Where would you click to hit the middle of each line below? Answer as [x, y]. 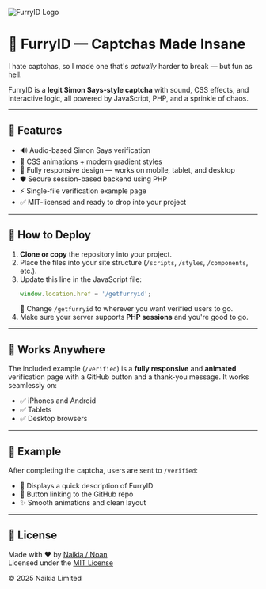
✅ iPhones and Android [58, 401]
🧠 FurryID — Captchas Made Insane [127, 44]
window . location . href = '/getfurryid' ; [85, 294]
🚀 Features [35, 131]
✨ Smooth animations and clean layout [83, 503]
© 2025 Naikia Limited [45, 578]
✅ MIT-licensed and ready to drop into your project [103, 202]
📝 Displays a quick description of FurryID [86, 486]
